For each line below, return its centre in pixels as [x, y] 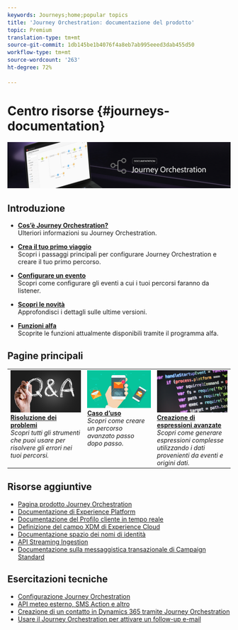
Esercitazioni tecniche [58, 579]
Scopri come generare [189, 433]
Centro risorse [51, 111]
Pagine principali [45, 355]
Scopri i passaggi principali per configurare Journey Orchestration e [117, 254]
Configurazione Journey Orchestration [74, 596]
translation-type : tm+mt [44, 38]
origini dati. [173, 462]
